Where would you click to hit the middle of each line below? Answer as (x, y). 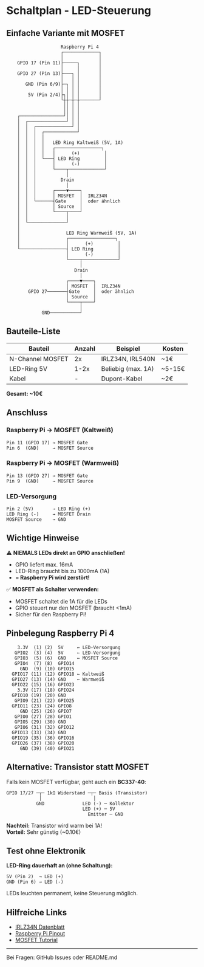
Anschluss (27, 413)
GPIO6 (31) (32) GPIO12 (44, 727)
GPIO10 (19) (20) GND (39, 695)
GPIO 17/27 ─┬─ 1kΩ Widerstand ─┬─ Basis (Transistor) (77, 793)
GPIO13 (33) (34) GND (39, 732)
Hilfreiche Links (37, 912)
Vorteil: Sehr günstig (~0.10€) (43, 832)
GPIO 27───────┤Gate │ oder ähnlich (81, 292)
